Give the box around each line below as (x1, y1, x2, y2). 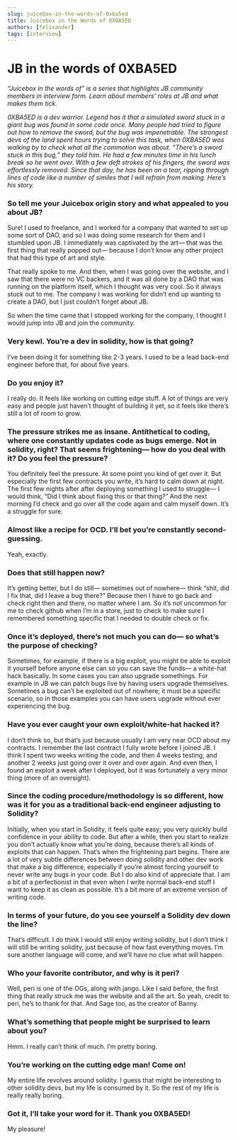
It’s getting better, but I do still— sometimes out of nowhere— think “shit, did (7, 583, 230, 592)
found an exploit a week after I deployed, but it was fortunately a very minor (7, 765, 229, 774)
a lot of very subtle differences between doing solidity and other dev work (7, 855, 224, 863)
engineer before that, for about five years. (7, 360, 130, 369)
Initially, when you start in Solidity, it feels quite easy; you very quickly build (7, 824, 228, 834)
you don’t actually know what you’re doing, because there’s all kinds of (7, 840, 215, 848)
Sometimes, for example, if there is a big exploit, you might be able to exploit (7, 657, 231, 665)
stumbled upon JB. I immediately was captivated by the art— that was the (7, 238, 222, 247)
